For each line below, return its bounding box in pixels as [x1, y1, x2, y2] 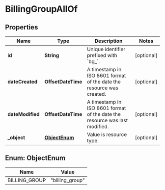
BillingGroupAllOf [5, 3, 78, 15]
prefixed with [86, 52, 117, 58]
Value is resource [86, 131, 127, 138]
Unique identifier [86, 46, 126, 53]
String [44, 52, 59, 58]
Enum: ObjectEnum [5, 154, 65, 163]
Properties [5, 23, 38, 31]
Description [94, 38, 123, 44]
